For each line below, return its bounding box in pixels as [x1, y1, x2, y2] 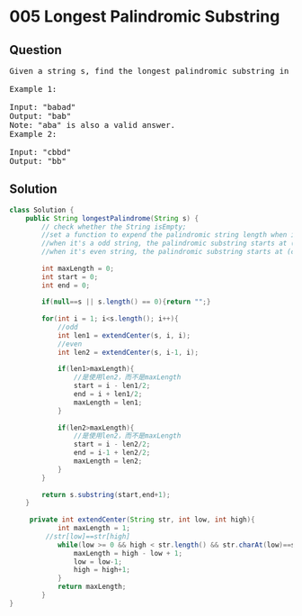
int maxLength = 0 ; [41, 264, 115, 273]
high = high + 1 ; [73, 566, 130, 575]
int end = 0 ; [41, 281, 91, 290]
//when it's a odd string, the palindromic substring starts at [41, 239, 288, 249]
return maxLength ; [57, 583, 127, 592]
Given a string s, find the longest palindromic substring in [9, 66, 289, 76]
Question [9, 42, 62, 58]
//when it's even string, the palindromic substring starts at [41, 248, 283, 257]
